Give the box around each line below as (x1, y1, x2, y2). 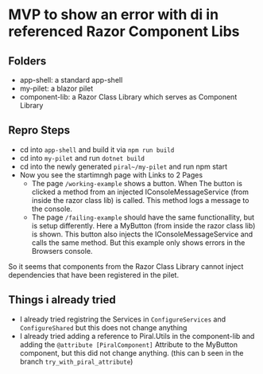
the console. (31, 204, 73, 213)
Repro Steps (8, 123, 70, 137)
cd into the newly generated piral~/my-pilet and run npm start (19, 162, 228, 171)
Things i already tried (8, 293, 117, 307)
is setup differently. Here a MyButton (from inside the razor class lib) (31, 220, 256, 230)
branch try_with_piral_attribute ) (19, 356, 133, 366)
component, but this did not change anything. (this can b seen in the (19, 348, 244, 357)
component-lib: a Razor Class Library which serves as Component (19, 92, 238, 101)
